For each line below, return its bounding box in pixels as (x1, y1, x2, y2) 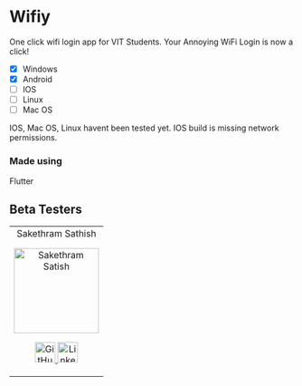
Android (22, 74, 52, 84)
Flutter (9, 175, 34, 187)
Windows (22, 63, 58, 74)
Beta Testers (9, 201, 83, 217)
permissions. (9, 132, 58, 143)
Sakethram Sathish (16, 227, 97, 240)
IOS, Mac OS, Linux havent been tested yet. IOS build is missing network (9, 122, 279, 133)
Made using (9, 155, 62, 168)
